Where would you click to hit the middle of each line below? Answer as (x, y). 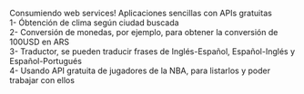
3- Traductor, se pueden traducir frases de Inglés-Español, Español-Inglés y (152, 52)
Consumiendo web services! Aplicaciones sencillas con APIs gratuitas (141, 13)
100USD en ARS (40, 42)
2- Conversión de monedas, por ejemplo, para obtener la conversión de (144, 32)
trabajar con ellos (42, 80)
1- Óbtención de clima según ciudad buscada (94, 23)
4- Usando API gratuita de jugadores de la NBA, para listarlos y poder (140, 70)
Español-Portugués (46, 61)
